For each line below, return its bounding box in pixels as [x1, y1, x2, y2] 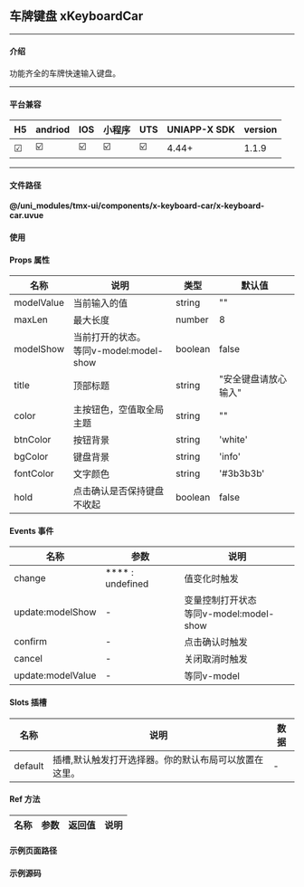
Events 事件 [9, 525, 54, 536]
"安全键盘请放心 [218, 373, 288, 386]
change [14, 572, 47, 585]
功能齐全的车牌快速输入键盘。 [9, 68, 120, 79]
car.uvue [9, 210, 44, 221]
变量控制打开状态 [184, 594, 257, 606]
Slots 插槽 [9, 697, 47, 708]
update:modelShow [14, 606, 97, 618]
